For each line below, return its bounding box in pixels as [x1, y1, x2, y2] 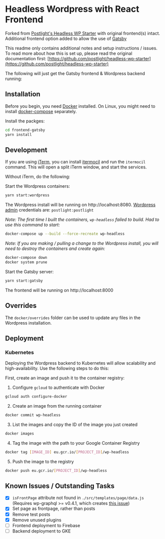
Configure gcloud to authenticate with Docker [12, 384, 105, 391]
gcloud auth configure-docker [5, 394, 68, 399]
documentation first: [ [5, 55, 49, 61]
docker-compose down [5, 255, 48, 260]
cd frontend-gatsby [5, 127, 45, 132]
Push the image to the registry [12, 458, 74, 464]
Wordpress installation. [5, 320, 52, 326]
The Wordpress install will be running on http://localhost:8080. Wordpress [5, 202, 156, 208]
